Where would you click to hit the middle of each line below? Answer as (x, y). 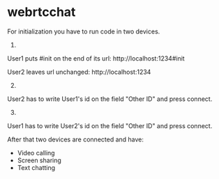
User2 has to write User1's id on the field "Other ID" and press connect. (110, 99)
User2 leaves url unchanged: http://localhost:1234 (79, 72)
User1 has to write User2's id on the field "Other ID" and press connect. (110, 125)
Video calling (36, 153)
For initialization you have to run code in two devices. (84, 31)
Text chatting (36, 167)
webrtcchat (41, 12)
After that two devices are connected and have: (76, 139)
